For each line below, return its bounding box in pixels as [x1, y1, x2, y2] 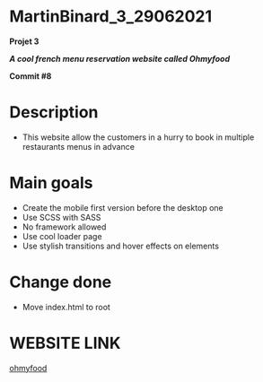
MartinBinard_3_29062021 [9, 6, 213, 27]
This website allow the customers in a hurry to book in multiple [22, 132, 255, 143]
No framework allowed [22, 221, 107, 232]
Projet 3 [9, 36, 39, 47]
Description [9, 102, 99, 123]
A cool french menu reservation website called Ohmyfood [9, 53, 231, 64]
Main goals [9, 173, 93, 194]
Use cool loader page [22, 230, 102, 241]
